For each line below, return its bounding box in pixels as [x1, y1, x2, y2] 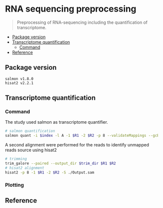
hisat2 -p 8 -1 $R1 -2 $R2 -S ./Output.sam [5, 170, 95, 175]
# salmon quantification [5, 128, 55, 134]
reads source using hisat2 [5, 147, 57, 153]
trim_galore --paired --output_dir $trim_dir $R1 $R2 [5, 161, 116, 166]
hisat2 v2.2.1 [5, 80, 34, 85]
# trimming [5, 157, 27, 161]
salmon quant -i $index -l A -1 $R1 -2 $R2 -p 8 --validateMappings [5, 133, 147, 138]
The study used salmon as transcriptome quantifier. [5, 119, 108, 125]
